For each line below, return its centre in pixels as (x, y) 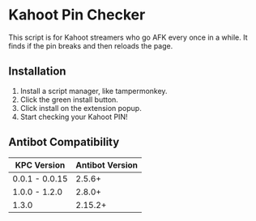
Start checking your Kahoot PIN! (74, 117)
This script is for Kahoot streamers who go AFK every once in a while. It (128, 37)
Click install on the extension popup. (81, 108)
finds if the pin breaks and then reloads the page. (91, 45)
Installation (37, 72)
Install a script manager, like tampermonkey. (94, 91)
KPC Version (40, 165)
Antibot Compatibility (64, 142)
